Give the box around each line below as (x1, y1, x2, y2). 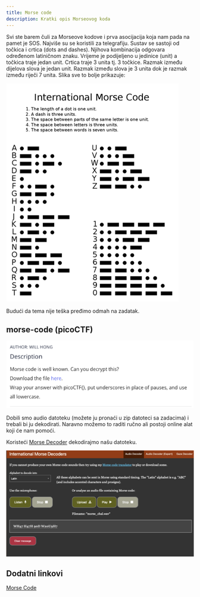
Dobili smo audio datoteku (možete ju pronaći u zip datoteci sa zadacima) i (6, 414, 189, 421)
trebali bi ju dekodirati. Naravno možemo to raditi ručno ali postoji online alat (6, 421, 193, 428)
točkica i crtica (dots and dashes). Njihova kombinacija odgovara (6, 45, 165, 53)
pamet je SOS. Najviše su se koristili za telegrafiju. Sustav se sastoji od (6, 39, 180, 47)
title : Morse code (6, 10, 52, 16)
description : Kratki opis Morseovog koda (6, 16, 111, 22)
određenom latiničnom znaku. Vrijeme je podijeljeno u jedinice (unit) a (6, 52, 177, 59)
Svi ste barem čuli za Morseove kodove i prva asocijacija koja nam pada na (6, 33, 190, 40)
